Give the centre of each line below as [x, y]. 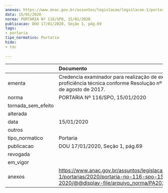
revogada [19, 154]
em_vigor [18, 162]
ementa [17, 83]
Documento [73, 68]
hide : [11, 42]
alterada [17, 114]
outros [15, 130]
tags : [11, 28]
